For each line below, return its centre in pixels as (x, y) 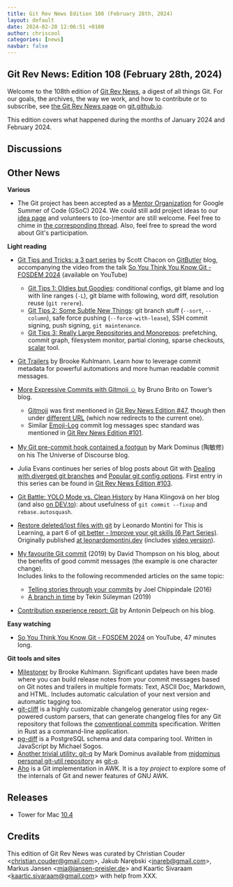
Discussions (35, 149)
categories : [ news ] (36, 40)
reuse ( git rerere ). (55, 303)
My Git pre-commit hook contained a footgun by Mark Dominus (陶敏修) (121, 447)
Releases (28, 798)
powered (30, 717)
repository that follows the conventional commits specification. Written (119, 724)
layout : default (31, 20)
